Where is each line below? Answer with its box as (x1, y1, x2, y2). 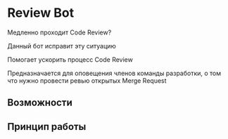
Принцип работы (7, 121, 87, 133)
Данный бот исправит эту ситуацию (7, 41, 116, 50)
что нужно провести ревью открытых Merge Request (7, 76, 167, 85)
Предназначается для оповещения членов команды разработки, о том (7, 69, 222, 77)
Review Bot (7, 5, 75, 21)
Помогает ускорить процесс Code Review (7, 55, 134, 64)
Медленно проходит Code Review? (7, 28, 112, 37)
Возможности (7, 97, 72, 109)
